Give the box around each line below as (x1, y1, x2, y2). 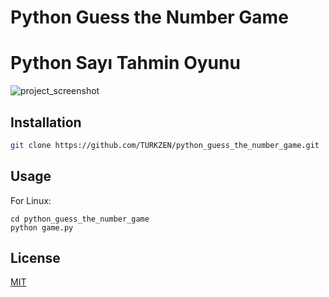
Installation (10, 114, 82, 131)
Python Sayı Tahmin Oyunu (10, 52, 241, 75)
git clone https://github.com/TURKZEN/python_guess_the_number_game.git (10, 140, 320, 150)
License (10, 250, 61, 267)
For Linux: (10, 194, 52, 206)
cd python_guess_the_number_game (10, 214, 150, 224)
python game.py (10, 222, 74, 233)
